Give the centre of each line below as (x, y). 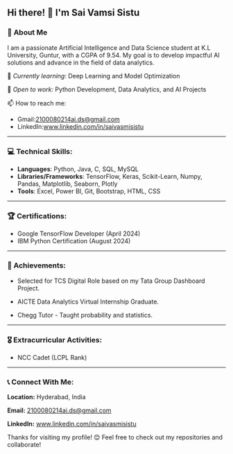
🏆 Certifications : (37, 216)
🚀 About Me (27, 33)
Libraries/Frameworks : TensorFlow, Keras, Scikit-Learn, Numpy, (110, 176)
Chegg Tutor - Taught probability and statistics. (85, 315)
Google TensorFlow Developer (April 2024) (79, 234)
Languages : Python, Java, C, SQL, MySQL (78, 169)
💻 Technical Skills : (40, 151)
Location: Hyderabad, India (46, 397)
